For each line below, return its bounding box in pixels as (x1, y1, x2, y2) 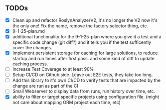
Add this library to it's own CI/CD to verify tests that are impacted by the (12, 77, 161, 84)
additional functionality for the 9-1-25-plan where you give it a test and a (12, 33, 162, 39)
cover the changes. (12, 45, 52, 50)
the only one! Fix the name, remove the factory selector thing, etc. (12, 22, 149, 29)
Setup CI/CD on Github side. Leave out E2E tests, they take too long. (12, 72, 153, 78)
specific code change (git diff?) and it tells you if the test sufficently (12, 39, 152, 45)
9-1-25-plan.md (12, 28, 45, 34)
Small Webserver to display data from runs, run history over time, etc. (12, 88, 156, 94)
